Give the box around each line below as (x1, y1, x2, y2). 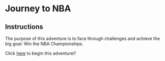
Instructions (5, 23, 43, 31)
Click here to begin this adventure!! (5, 50, 76, 56)
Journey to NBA (5, 3, 71, 14)
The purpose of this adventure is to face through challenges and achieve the (5, 35, 160, 41)
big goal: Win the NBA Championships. (5, 41, 83, 47)
